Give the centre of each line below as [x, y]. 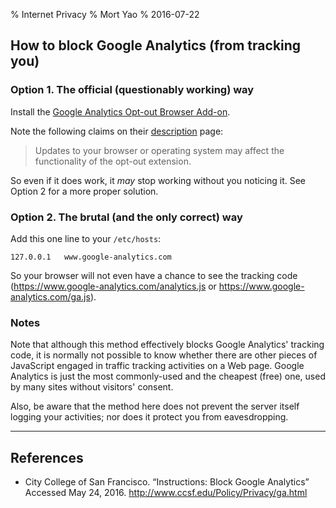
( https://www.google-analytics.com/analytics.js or [113, 286]
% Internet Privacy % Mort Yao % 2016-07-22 [105, 14]
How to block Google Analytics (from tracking [156, 45]
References [47, 457]
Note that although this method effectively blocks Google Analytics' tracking [167, 345]
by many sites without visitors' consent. [92, 387]
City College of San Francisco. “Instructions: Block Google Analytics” [167, 482]
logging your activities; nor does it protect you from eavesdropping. [149, 417]
